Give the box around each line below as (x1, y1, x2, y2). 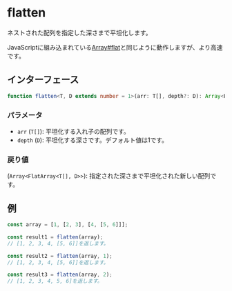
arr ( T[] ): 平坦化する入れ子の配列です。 (17, 127, 130, 135)
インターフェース (7, 74, 79, 86)
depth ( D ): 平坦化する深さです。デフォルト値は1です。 (17, 136, 168, 144)
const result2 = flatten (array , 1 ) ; (7, 252, 113, 259)
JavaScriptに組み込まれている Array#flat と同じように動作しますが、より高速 (7, 43, 223, 51)
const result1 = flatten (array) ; (7, 233, 104, 241)
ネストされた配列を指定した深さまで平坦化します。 (7, 28, 152, 37)
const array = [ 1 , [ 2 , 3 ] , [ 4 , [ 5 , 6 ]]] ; (7, 221, 128, 228)
